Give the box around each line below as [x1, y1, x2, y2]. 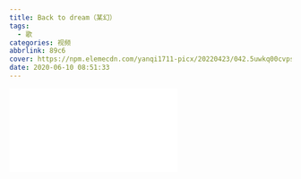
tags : [9, 21, 30, 30]
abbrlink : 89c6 [9, 47, 66, 55]
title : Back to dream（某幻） [9, 13, 116, 22]
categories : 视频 [9, 38, 72, 47]
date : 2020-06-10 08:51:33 [9, 64, 110, 72]
